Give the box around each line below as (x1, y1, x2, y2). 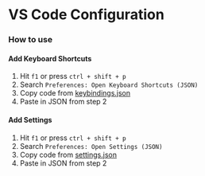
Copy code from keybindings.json (19, 88, 131, 98)
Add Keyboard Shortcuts (8, 53, 92, 63)
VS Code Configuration (8, 6, 164, 24)
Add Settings (8, 115, 52, 124)
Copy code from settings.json (19, 150, 118, 159)
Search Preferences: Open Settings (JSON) (19, 141, 163, 151)
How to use (8, 34, 53, 45)
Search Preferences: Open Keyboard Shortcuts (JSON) (19, 80, 199, 89)
